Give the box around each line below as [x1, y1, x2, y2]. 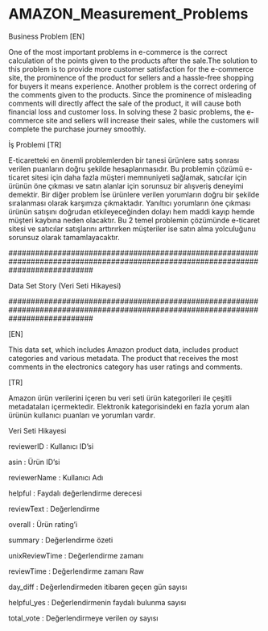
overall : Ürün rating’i [8, 519, 78, 529]
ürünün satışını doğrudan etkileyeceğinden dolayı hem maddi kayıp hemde [8, 206, 255, 216]
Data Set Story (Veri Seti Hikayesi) [8, 280, 122, 290]
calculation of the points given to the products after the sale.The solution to [8, 56, 258, 65]
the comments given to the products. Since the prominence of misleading [8, 89, 252, 99]
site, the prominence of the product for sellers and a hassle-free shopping [8, 73, 254, 82]
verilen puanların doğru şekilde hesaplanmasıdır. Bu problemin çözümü [8, 164, 244, 173]
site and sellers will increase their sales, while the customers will [45, 115, 259, 125]
